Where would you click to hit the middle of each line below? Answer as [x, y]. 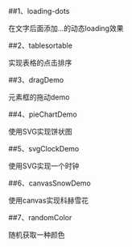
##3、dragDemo [36, 80]
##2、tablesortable [40, 45]
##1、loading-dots [39, 11]
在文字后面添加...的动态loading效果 [66, 28]
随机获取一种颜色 [37, 235]
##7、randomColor [40, 217]
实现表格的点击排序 [40, 63]
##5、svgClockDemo [44, 149]
